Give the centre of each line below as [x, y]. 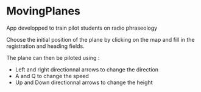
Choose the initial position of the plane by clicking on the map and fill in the [100, 39]
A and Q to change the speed [52, 76]
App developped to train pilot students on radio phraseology [82, 28]
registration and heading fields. [45, 46]
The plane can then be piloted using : [53, 57]
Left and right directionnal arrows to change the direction [87, 69]
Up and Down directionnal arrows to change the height [84, 82]
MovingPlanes [44, 11]
